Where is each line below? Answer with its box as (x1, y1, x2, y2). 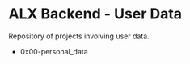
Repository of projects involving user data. (8, 31, 150, 41)
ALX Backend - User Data (8, 5, 183, 23)
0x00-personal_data (19, 46, 89, 56)
